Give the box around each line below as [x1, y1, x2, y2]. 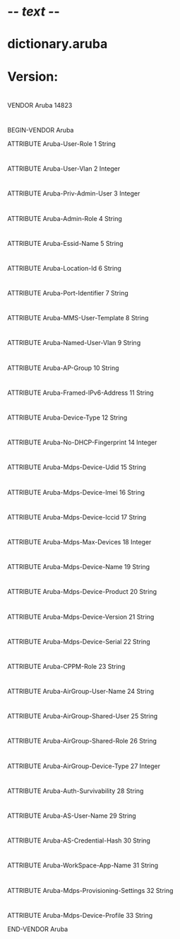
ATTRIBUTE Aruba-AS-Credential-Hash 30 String [7, 836, 150, 845]
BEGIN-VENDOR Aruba [7, 125, 74, 134]
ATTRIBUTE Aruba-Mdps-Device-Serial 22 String [7, 637, 150, 646]
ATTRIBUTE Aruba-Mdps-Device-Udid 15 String [7, 463, 147, 471]
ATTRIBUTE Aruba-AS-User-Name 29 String [7, 811, 136, 820]
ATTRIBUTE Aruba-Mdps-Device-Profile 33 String [7, 911, 153, 919]
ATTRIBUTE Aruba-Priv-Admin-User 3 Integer [7, 189, 140, 198]
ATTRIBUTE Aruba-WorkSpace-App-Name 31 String [7, 861, 159, 870]
